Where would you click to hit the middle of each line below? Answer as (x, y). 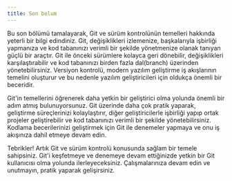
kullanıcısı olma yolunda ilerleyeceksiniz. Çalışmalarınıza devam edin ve (109, 162)
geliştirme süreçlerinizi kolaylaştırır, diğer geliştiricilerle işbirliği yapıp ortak (113, 113)
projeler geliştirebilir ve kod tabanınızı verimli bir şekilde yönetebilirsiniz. (109, 120)
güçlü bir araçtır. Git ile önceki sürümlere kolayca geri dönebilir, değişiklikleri (115, 55)
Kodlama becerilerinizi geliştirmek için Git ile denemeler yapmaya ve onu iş (114, 127)
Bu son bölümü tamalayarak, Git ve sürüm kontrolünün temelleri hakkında (111, 33)
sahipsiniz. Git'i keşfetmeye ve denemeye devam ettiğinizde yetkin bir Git (111, 155)
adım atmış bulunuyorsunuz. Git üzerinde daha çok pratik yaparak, (101, 105)
